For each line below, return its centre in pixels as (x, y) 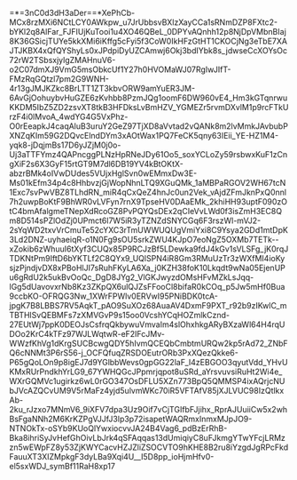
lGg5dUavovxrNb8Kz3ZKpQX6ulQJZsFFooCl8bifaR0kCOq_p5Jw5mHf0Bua (147, 287)
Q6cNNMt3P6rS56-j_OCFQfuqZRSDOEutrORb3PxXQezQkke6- (124, 353)
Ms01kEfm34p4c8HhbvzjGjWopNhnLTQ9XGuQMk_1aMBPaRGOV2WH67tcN (148, 183)
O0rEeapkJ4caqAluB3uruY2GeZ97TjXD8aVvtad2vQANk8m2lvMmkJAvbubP (148, 126)
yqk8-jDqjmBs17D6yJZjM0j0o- (65, 145)
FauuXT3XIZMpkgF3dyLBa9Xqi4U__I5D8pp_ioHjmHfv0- (112, 456)
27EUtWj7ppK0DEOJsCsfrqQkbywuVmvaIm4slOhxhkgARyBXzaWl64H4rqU (147, 324)
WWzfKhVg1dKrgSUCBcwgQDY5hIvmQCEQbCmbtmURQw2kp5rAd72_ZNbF (148, 343)
